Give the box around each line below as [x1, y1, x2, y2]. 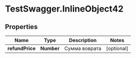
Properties [5, 23, 38, 31]
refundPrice [7, 45, 36, 52]
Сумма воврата [64, 45, 102, 52]
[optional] [106, 45, 129, 52]
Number [40, 45, 60, 52]
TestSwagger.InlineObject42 [5, 3, 124, 14]
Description [68, 37, 97, 43]
